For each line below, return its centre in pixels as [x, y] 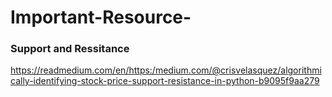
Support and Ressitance [70, 49]
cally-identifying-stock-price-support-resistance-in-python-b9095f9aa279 [165, 81]
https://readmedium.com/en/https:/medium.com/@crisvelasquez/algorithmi [166, 70]
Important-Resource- [101, 17]
